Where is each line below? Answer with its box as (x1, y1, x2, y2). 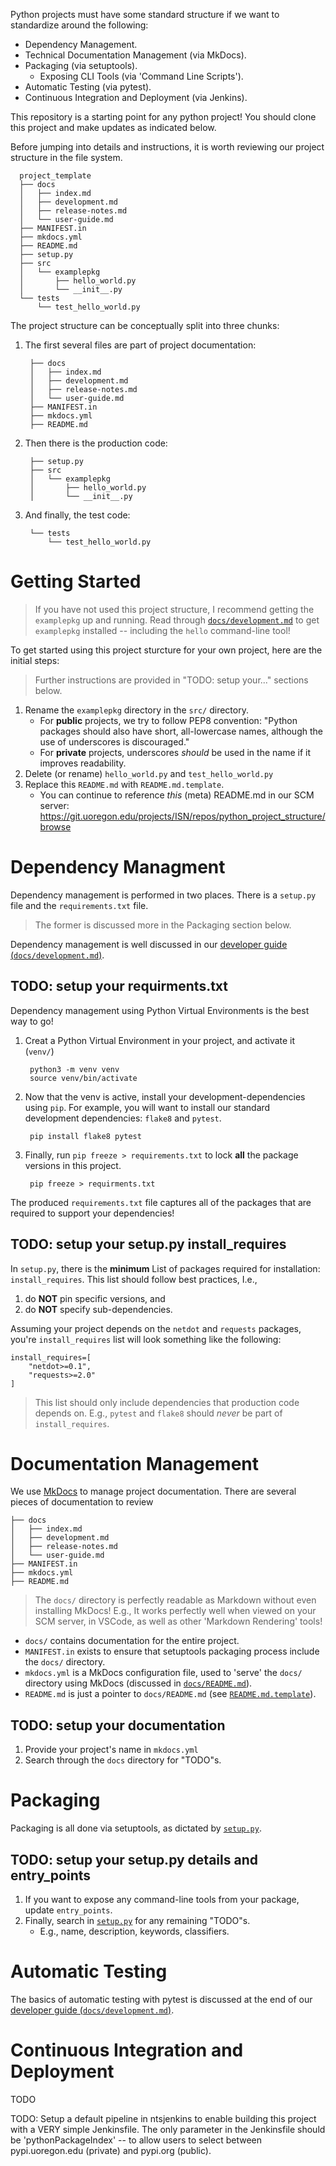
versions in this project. (24, 1159, 122, 1171)
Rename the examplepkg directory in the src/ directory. (24, 704, 249, 716)
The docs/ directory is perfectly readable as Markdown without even (34, 1594, 317, 1606)
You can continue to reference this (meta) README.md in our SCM (39, 789, 315, 801)
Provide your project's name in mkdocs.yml (24, 1744, 199, 1756)
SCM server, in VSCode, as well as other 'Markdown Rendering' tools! (34, 1615, 323, 1628)
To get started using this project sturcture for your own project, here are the (10, 644, 323, 656)
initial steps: (10, 654, 60, 666)
